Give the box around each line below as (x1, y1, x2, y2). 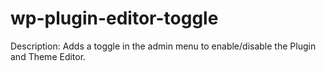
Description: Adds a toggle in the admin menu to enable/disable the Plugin (10, 40, 317, 52)
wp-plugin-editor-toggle (10, 7, 219, 30)
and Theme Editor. (10, 50, 87, 62)
